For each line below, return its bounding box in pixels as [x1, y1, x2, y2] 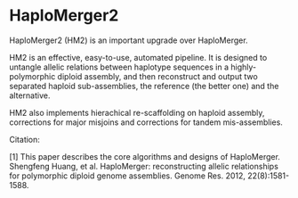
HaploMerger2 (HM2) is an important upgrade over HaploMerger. [9, 35, 248, 45]
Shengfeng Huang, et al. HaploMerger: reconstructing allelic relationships [9, 161, 278, 171]
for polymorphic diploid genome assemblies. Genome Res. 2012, [9, 170, 246, 181]
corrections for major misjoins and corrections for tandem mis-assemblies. [9, 117, 283, 128]
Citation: [9, 134, 40, 144]
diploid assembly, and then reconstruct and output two [57, 70, 258, 81]
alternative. [9, 90, 51, 101]
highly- [230, 62, 256, 72]
